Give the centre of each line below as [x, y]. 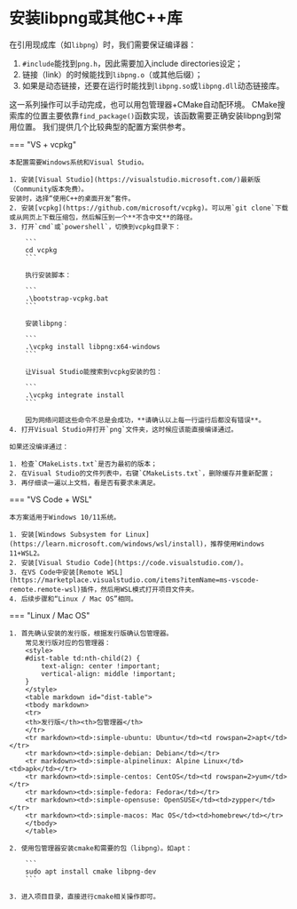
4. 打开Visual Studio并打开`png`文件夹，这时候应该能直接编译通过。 [123, 429]
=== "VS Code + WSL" [51, 499]
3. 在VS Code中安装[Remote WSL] [66, 572]
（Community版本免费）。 [49, 189]
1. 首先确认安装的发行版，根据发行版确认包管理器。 [91, 633]
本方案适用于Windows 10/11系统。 [65, 517]
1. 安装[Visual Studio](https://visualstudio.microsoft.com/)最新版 [135, 179]
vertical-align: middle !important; [109, 674]
